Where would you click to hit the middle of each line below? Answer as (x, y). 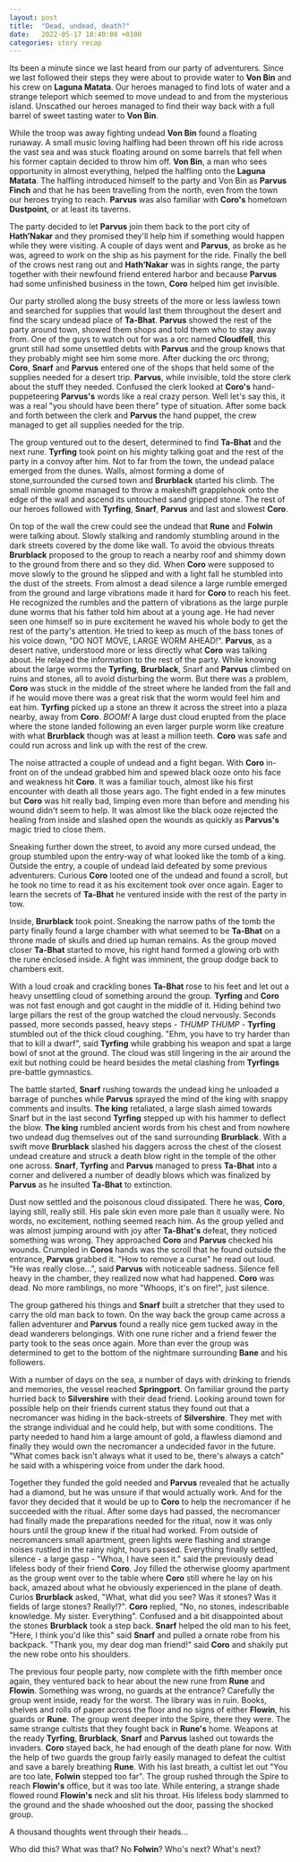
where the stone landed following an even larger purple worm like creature (147, 726)
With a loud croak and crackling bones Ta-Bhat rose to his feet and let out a (149, 986)
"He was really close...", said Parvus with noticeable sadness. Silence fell (144, 1269)
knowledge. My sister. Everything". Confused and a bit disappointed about (146, 1616)
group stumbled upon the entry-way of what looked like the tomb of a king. (148, 856)
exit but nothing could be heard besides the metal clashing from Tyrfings (145, 1062)
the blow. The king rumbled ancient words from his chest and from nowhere (150, 1128)
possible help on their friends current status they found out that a (129, 1408)
